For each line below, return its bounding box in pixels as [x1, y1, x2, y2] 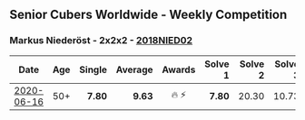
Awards [162, 63, 196, 76]
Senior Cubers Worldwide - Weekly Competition [9, 7, 288, 23]
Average [115, 63, 153, 76]
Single [79, 63, 107, 76]
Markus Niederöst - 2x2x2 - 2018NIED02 [9, 34, 193, 47]
